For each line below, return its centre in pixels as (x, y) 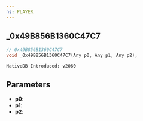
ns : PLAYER (20, 12)
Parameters (28, 84)
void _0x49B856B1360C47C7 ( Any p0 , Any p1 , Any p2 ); (72, 55)
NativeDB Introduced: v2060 (41, 66)
